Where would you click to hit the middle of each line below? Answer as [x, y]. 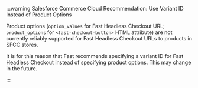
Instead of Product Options [39, 15]
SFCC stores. [22, 45]
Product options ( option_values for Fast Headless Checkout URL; [86, 26]
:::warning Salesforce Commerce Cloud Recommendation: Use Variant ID [95, 9]
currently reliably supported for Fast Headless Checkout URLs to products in [99, 38]
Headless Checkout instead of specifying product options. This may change [99, 62]
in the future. [22, 69]
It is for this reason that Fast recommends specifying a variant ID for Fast [95, 56]
